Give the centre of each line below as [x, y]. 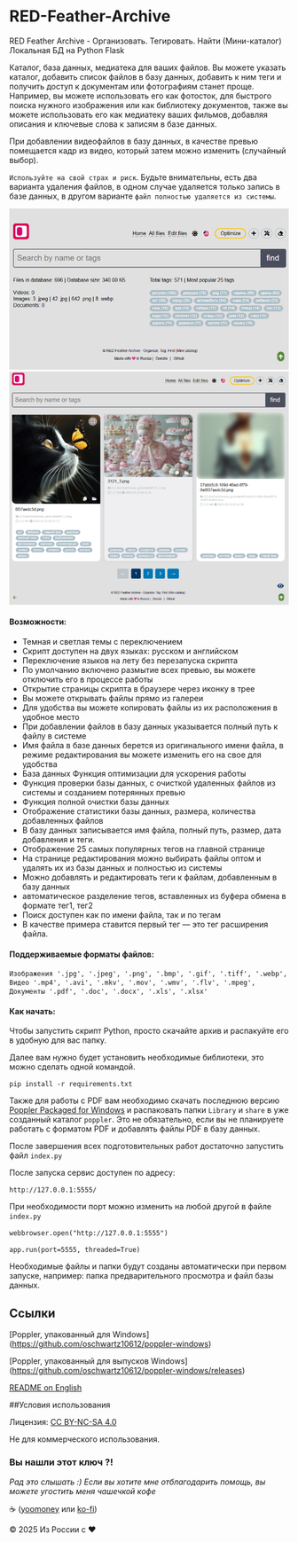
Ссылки [32, 1313]
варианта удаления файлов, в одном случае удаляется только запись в [145, 186]
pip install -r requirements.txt [71, 1084]
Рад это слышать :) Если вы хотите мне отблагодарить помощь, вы [137, 1482]
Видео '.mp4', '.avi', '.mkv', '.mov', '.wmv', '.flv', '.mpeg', [132, 983]
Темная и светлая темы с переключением [102, 642]
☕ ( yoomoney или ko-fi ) [53, 1508]
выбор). [24, 160]
